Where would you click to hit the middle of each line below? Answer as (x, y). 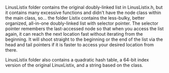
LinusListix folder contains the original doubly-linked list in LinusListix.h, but (84, 7)
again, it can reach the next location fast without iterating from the (74, 34)
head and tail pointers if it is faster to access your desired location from (80, 45)
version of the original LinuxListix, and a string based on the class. (74, 65)
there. (11, 50)
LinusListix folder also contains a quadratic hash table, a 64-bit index (77, 60)
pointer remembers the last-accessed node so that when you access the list (85, 29)
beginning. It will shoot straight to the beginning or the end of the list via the (84, 39)
